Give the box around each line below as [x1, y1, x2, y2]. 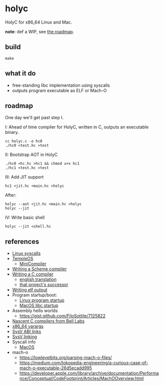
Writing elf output [12, 287, 48, 293]
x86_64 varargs [12, 323, 44, 329]
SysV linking [12, 334, 37, 340]
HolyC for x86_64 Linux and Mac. [5, 19, 72, 25]
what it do [5, 69, 36, 77]
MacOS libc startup [19, 303, 59, 309]
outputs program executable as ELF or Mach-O [12, 87, 107, 93]
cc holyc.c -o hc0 [5, 139, 42, 144]
